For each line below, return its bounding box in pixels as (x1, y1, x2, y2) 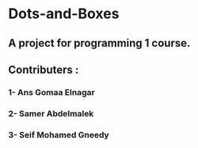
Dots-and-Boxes (8, 5, 120, 23)
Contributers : (8, 63, 79, 76)
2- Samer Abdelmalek (8, 108, 94, 119)
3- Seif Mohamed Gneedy (8, 129, 109, 140)
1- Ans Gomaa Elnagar (8, 86, 95, 97)
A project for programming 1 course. (8, 36, 191, 50)
